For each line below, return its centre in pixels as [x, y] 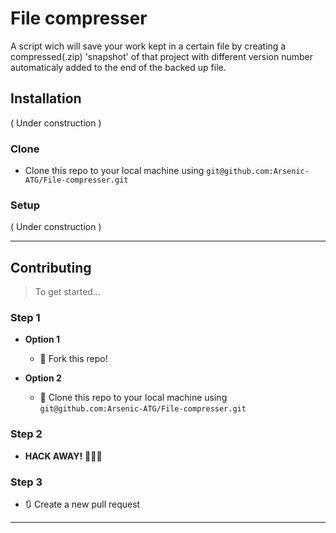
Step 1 [25, 318]
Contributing [51, 267]
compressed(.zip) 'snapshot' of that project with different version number [161, 56]
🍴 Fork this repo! [73, 359]
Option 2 [43, 378]
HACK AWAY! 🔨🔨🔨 [63, 456]
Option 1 [42, 339]
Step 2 [26, 434]
